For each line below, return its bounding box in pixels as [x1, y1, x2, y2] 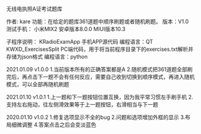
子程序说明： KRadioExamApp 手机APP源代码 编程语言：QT [6, 38, 154, 45]
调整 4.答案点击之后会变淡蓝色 [22, 121, 97, 128]
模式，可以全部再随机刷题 [6, 81, 69, 88]
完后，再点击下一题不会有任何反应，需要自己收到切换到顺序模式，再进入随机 [6, 74, 195, 80]
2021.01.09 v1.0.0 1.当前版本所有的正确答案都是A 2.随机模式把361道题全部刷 [6, 66, 193, 73]
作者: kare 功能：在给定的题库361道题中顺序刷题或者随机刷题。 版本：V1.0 [6, 18, 189, 25]
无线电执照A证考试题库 [6, 5, 63, 12]
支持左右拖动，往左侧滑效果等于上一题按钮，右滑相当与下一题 [6, 101, 159, 108]
